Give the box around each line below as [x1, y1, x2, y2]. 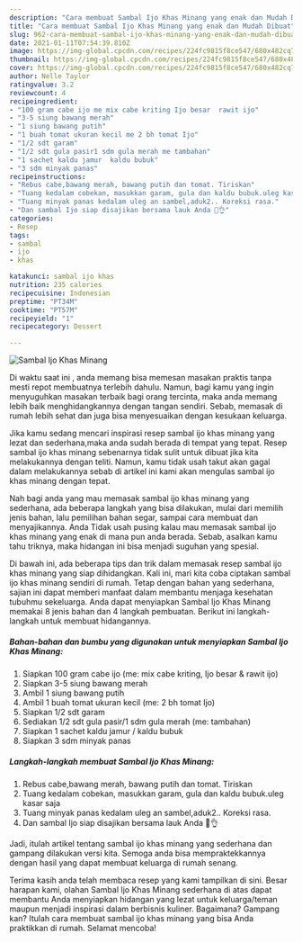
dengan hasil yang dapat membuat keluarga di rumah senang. [9, 857, 238, 868]
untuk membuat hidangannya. [40, 615, 151, 626]
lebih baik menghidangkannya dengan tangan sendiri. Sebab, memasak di [9, 401, 283, 412]
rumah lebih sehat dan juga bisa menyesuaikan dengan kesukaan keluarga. [9, 410, 288, 421]
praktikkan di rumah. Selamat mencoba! [9, 923, 157, 934]
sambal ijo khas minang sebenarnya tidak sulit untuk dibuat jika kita [9, 447, 259, 458]
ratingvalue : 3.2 [9, 80, 75, 89]
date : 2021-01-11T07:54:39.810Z [9, 38, 130, 48]
